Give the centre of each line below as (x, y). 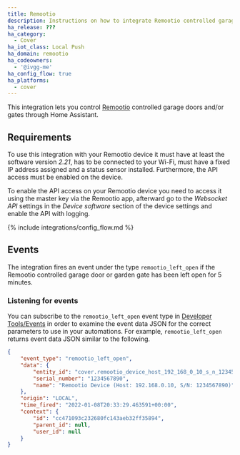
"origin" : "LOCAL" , (49, 399)
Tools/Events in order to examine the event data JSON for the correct (109, 324)
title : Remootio (31, 14)
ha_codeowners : (30, 61)
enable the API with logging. (49, 214)
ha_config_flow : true (40, 73)
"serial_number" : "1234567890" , (81, 379)
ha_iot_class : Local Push (46, 47)
